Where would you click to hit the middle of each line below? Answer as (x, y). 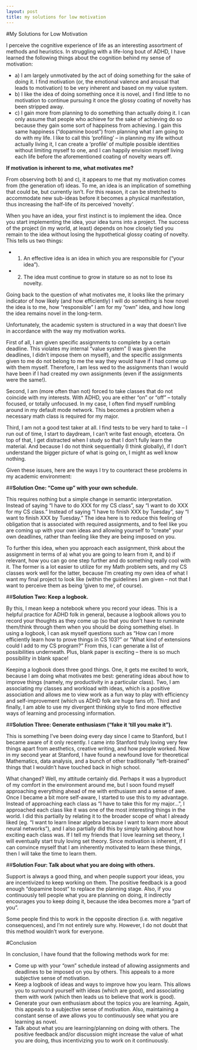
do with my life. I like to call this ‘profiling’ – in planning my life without (98, 137)
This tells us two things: (35, 240)
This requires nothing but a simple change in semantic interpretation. (89, 499)
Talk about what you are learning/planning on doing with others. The (97, 1028)
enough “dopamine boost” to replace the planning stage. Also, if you (89, 888)
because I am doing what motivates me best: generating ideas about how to (98, 676)
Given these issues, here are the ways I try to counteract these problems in (97, 470)
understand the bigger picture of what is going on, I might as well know (92, 452)
